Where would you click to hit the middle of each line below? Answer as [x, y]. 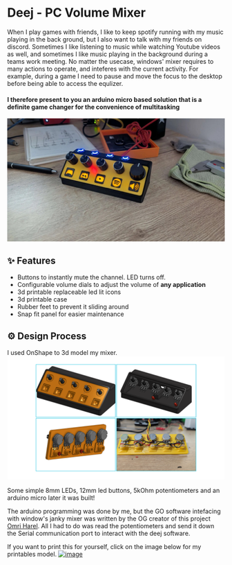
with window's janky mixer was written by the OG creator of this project [109, 519]
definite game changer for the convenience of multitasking [94, 107]
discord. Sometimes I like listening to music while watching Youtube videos [114, 46]
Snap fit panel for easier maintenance [70, 314]
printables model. [32, 554]
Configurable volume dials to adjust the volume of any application [111, 285]
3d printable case [42, 299]
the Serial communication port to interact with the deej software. [99, 533]
